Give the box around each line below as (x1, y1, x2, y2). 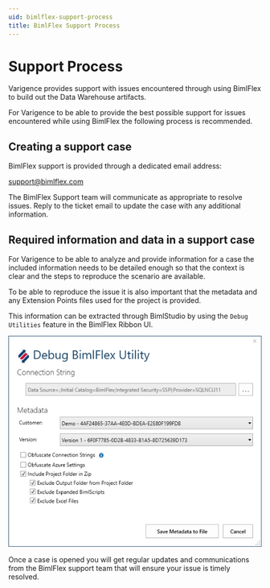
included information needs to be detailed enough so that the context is (8, 263, 245, 273)
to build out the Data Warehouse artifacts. (8, 93, 147, 102)
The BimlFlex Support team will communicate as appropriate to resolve (8, 193, 243, 202)
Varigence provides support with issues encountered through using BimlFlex (8, 84, 261, 93)
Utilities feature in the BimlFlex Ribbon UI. (8, 320, 153, 329)
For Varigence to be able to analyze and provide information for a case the (8, 255, 255, 264)
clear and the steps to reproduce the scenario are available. (8, 271, 207, 281)
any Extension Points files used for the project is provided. (8, 296, 202, 305)
